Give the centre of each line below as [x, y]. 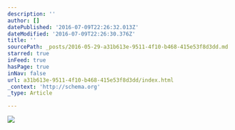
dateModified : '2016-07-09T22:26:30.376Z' [71, 34]
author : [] [24, 21]
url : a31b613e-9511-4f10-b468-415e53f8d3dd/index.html [91, 80]
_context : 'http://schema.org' [54, 87]
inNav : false [27, 73]
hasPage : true [29, 67]
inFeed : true [27, 60]
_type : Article [30, 93]
